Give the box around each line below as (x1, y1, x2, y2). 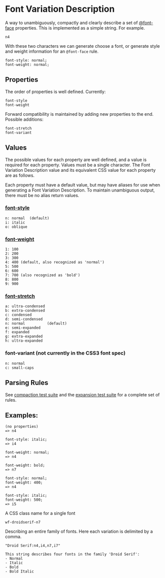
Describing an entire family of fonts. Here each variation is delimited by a (5, 528, 153, 535)
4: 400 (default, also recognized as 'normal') (5, 260, 105, 265)
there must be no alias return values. (5, 192, 80, 198)
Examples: (5, 411, 38, 419)
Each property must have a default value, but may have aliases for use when (5, 182, 161, 188)
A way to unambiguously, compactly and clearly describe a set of (5, 20, 138, 26)
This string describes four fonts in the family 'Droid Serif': (5, 552, 140, 557)
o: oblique (5, 224, 28, 229)
